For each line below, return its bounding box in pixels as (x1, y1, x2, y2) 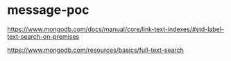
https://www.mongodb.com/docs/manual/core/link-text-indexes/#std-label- (7, 25, 224, 33)
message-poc (7, 2, 89, 18)
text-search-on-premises (7, 32, 80, 40)
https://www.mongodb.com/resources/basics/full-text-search (7, 46, 184, 54)
